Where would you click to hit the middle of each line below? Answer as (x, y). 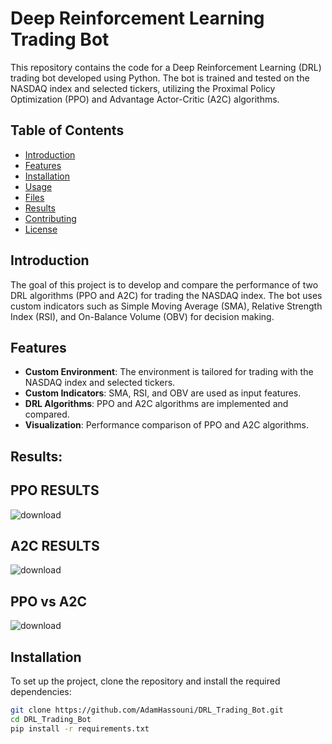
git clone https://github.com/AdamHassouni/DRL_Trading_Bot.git (147, 710)
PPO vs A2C (49, 601)
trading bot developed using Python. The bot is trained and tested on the (160, 78)
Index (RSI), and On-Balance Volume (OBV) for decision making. (142, 316)
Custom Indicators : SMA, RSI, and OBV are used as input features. (163, 393)
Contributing (50, 218)
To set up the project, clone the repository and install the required (145, 681)
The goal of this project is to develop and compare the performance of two (164, 284)
